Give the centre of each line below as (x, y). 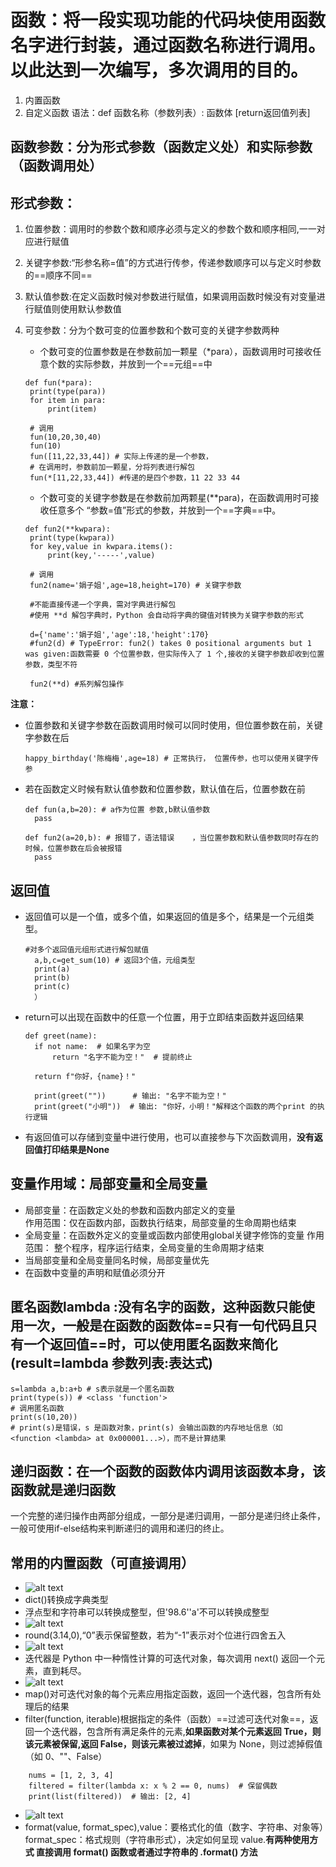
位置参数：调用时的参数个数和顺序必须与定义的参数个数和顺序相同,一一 (170, 229)
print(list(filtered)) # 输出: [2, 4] (110, 1797)
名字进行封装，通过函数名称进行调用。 (168, 45)
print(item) (72, 409)
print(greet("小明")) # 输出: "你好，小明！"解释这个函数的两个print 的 (176, 1106)
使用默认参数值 (90, 309)
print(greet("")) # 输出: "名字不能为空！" (130, 1096)
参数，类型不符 (51, 665)
